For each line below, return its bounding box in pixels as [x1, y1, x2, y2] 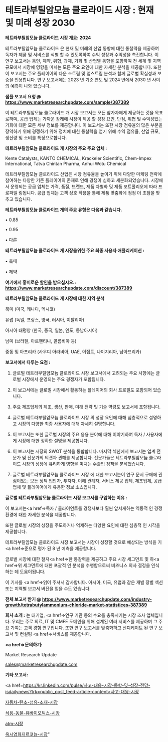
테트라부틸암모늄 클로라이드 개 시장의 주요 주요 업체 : [5, 145, 107, 151]
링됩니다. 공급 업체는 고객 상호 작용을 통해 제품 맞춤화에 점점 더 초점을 [18, 190, 155, 196]
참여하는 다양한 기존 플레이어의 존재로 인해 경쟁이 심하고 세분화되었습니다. [5, 177, 150, 183]
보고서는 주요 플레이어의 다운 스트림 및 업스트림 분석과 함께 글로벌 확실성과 [10, 70, 156, 76]
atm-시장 [5, 720, 24, 726]
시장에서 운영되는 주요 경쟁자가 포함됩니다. [22, 376, 105, 382]
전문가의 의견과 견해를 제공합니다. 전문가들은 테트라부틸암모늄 [27, 454, 148, 460]
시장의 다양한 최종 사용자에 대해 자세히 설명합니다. [18, 421, 116, 427]
